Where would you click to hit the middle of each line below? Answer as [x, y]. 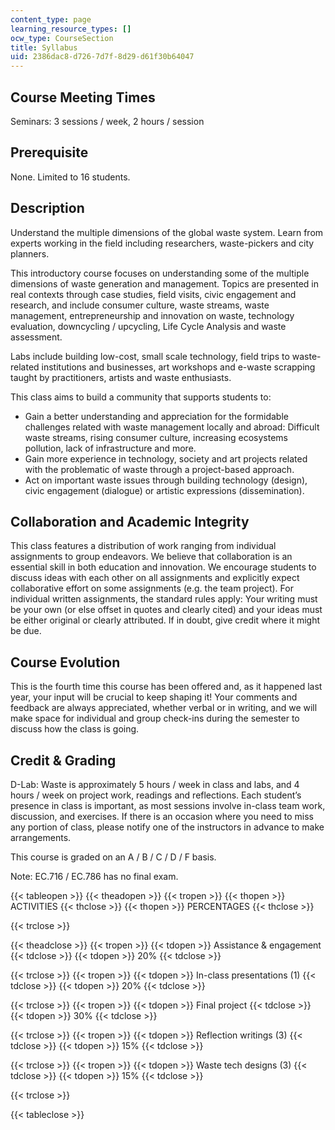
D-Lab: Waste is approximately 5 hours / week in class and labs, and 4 [155, 784]
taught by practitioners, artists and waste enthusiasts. [121, 377]
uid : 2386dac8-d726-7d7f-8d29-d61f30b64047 [102, 57]
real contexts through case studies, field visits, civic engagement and [153, 294]
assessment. [36, 337]
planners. [30, 253]
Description [47, 208]
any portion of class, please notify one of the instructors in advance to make [167, 827]
